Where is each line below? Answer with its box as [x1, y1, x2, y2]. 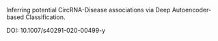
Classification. [25, 13, 66, 21]
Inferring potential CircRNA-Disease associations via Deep [6, 6, 171, 14]
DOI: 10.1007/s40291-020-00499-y [6, 27, 106, 34]
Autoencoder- [172, 6, 212, 14]
